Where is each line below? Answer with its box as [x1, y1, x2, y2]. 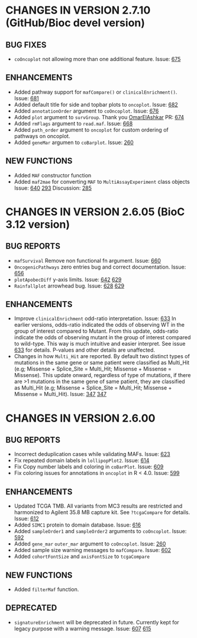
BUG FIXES [5, 40, 47, 50]
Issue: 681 [14, 94, 39, 101]
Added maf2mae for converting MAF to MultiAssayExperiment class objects [14, 178, 190, 185]
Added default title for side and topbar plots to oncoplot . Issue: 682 [14, 101, 178, 108]
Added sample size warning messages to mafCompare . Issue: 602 [14, 547, 172, 554]
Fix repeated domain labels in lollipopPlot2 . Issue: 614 [14, 457, 150, 464]
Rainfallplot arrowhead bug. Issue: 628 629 [14, 282, 125, 289]
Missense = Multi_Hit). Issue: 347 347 [14, 391, 107, 398]
